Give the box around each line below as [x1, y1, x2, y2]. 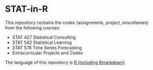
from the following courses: [5, 24, 61, 30]
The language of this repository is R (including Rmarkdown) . [5, 59, 126, 65]
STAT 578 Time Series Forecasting [12, 45, 82, 50]
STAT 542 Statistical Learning [12, 39, 72, 45]
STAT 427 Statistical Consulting [12, 34, 76, 40]
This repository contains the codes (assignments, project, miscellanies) [5, 20, 149, 25]
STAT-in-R [5, 3, 48, 15]
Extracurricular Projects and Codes [12, 50, 83, 56]
